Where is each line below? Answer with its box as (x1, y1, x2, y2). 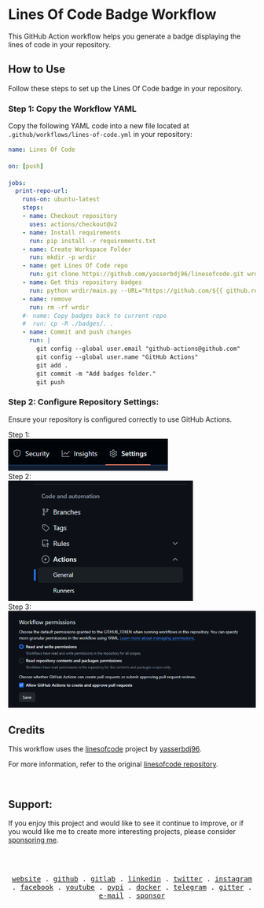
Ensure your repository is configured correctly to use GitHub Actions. (8, 415, 233, 424)
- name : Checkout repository (22, 212, 118, 220)
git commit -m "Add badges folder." (36, 370, 156, 378)
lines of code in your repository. (8, 39, 112, 49)
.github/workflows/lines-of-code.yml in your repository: (8, 130, 192, 139)
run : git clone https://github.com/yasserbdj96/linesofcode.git (28, 270, 244, 279)
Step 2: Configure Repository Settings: (8, 397, 159, 408)
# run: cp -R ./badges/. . (22, 320, 114, 328)
